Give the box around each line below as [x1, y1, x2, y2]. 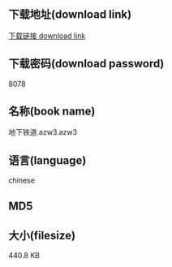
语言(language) [8, 153, 87, 167]
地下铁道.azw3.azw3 [8, 127, 78, 137]
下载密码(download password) [8, 57, 165, 71]
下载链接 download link [8, 31, 86, 41]
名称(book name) [8, 105, 96, 118]
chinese [8, 175, 35, 185]
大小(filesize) [8, 229, 75, 243]
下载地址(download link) [8, 7, 132, 22]
